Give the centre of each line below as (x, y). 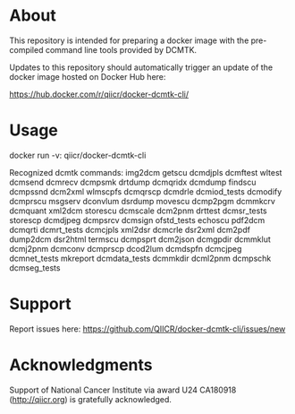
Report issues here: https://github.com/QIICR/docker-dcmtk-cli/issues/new (147, 329)
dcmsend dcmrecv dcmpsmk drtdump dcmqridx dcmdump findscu (133, 182)
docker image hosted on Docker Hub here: (88, 76)
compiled (26, 49)
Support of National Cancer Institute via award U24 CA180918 (123, 390)
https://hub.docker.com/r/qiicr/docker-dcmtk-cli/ (99, 94)
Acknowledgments (81, 365)
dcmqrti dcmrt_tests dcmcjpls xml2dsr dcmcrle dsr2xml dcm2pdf (130, 229)
